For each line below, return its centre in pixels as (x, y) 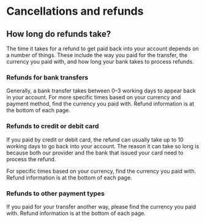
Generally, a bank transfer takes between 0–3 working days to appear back (101, 91)
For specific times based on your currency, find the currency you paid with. (101, 171)
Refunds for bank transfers (47, 77)
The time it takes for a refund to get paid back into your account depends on (102, 48)
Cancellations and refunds (75, 11)
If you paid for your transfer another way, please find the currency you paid (101, 206)
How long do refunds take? (59, 34)
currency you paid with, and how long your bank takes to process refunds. (100, 62)
